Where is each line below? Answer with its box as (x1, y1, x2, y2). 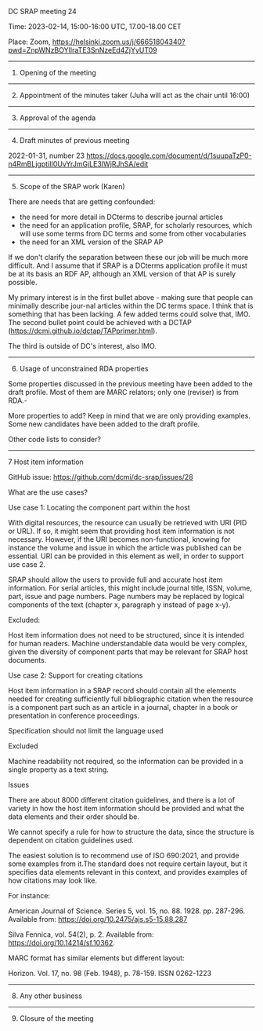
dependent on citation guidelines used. (8, 835, 135, 845)
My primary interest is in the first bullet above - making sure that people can (8, 293, 254, 302)
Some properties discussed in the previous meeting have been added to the (8, 379, 253, 388)
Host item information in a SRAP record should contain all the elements (8, 686, 236, 695)
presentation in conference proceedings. (8, 711, 140, 720)
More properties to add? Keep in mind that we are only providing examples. (8, 411, 250, 420)
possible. (8, 278, 38, 287)
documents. (8, 656, 47, 664)
